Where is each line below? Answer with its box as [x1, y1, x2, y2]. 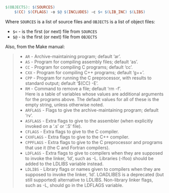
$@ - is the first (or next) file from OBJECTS [12, 33, 97, 40]
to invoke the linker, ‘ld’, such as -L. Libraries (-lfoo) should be [25, 155, 154, 161]
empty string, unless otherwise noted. [25, 102, 104, 108]
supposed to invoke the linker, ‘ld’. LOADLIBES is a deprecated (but [25, 171, 164, 177]
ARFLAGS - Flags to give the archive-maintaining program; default [25, 107, 159, 113]
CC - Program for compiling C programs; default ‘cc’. [25, 64, 133, 70]
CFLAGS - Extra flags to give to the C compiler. [25, 128, 120, 134]
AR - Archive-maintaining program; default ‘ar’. [25, 53, 121, 59]
